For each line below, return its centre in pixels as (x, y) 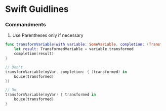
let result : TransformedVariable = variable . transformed (74, 49)
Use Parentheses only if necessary (48, 35)
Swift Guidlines (37, 9)
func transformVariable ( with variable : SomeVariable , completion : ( (77, 45)
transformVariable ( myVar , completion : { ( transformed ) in (66, 72)
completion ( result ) (34, 54)
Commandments (25, 25)
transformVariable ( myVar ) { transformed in (51, 95)
